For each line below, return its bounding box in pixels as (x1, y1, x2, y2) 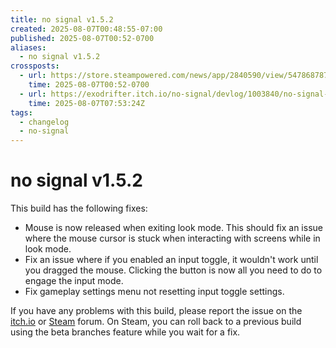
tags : (10, 107, 33, 118)
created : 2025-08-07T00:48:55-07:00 (10, 24, 163, 34)
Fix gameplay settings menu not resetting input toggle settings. (24, 286, 285, 298)
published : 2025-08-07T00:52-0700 (10, 33, 155, 43)
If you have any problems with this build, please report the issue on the (10, 305, 303, 317)
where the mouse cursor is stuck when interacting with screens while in (24, 232, 321, 245)
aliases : (10, 42, 47, 53)
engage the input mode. (24, 275, 124, 287)
